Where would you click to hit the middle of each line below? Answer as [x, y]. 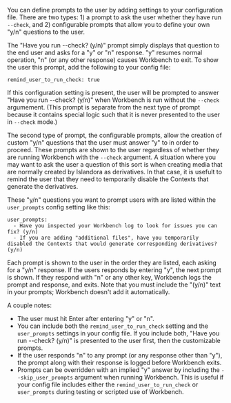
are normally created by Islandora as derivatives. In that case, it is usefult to [115, 172]
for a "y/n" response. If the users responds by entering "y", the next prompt [114, 270]
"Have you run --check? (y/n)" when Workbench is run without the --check [113, 100]
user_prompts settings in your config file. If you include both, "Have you [118, 333]
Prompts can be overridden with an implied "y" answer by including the [118, 370]
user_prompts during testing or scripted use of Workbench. [100, 392]
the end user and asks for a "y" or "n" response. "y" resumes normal [105, 52]
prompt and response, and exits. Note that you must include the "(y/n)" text [114, 285]
